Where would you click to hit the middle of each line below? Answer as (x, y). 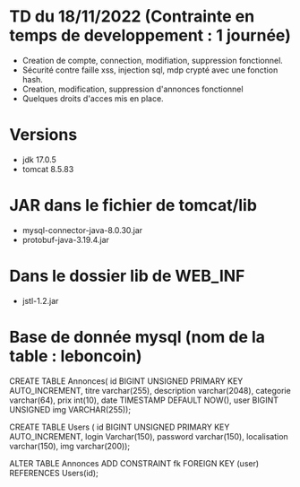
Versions (43, 135)
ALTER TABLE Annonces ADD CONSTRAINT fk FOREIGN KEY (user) (134, 463)
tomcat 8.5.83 (48, 169)
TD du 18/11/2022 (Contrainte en (132, 17)
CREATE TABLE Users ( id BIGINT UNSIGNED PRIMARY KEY (120, 427)
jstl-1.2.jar (40, 300)
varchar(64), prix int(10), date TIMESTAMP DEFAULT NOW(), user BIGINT (144, 400)
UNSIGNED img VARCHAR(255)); (70, 409)
